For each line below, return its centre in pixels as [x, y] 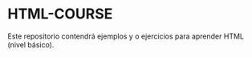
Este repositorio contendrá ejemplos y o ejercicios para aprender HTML [126, 36]
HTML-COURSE [60, 14]
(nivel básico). [31, 44]
